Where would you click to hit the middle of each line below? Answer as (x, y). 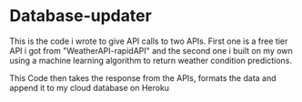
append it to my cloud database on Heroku (90, 87)
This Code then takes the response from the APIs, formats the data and (143, 77)
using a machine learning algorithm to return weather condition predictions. (151, 60)
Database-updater (81, 16)
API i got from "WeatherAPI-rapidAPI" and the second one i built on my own (151, 50)
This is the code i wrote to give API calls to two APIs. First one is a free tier (149, 41)
